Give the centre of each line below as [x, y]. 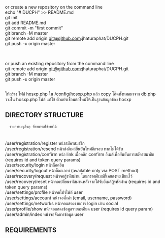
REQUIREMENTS [31, 230]
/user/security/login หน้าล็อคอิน [35, 165]
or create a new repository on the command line [54, 7]
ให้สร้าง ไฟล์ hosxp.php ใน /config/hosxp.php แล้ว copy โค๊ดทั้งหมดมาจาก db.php [81, 94]
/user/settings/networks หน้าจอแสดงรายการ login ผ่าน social [62, 203]
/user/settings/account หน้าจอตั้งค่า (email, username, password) [68, 198]
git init [12, 17]
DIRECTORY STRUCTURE [44, 115]
